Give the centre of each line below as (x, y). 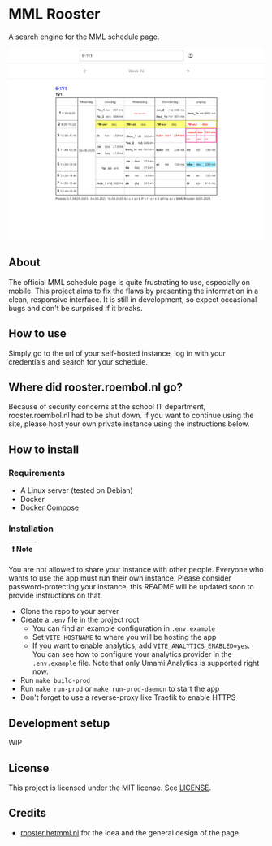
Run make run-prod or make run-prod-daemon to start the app (120, 689)
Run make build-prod (55, 680)
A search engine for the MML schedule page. (84, 37)
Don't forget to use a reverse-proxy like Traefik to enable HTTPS (128, 697)
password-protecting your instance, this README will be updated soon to (131, 587)
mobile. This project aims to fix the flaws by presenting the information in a (134, 291)
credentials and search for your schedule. (78, 361)
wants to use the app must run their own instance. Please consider (120, 578)
